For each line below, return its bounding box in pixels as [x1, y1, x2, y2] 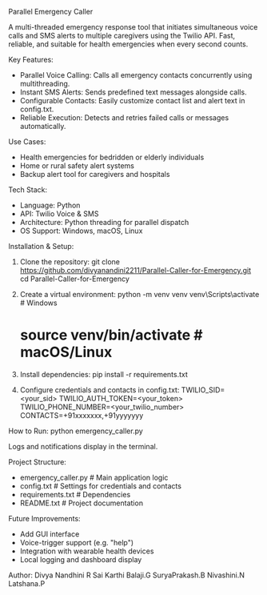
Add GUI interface [19, 529, 80, 539]
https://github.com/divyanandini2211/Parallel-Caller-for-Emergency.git [19, 266, 252, 275]
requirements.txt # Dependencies [19, 489, 131, 499]
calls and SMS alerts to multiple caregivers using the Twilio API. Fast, [8, 31, 236, 40]
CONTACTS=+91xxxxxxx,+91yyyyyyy [19, 410, 144, 420]
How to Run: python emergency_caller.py [8, 426, 144, 436]
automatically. [19, 122, 66, 131]
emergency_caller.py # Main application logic [19, 472, 169, 482]
